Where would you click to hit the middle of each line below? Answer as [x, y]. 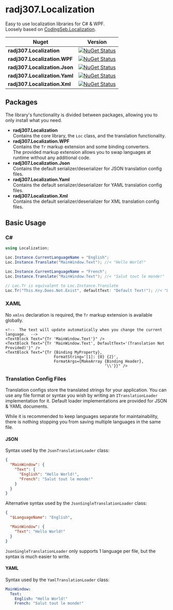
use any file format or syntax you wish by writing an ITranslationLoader [82, 395]
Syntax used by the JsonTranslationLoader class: [57, 450]
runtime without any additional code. [51, 158]
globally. [14, 320]
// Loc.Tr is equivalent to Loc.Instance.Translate [62, 286]
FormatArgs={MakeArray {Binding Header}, [99, 361]
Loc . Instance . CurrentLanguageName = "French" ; [56, 272]
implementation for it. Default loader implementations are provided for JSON [86, 401]
